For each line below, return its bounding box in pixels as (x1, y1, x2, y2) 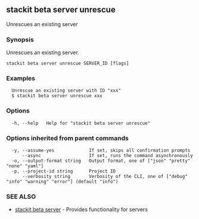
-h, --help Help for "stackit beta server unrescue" (11, 120, 151, 126)
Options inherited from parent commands (6, 134, 129, 142)
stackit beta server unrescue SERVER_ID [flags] (6, 61, 129, 67)
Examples (6, 74, 36, 83)
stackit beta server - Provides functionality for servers (14, 206, 148, 213)
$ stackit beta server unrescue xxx (11, 93, 102, 99)
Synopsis (6, 35, 34, 43)
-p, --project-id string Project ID (11, 168, 116, 174)
